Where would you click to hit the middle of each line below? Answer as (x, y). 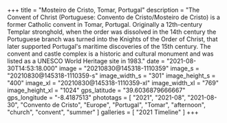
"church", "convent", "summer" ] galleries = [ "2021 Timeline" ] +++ (103, 112)
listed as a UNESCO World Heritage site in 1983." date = (86, 61)
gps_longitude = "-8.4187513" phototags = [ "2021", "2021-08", (97, 98)
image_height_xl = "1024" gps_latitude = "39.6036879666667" (96, 90)
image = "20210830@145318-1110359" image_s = (129, 68)
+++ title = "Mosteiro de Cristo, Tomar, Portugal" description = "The (104, 10)
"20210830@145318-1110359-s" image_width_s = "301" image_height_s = (111, 76)
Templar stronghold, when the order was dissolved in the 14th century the (112, 32)
